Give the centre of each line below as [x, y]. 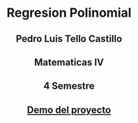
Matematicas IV [69, 62]
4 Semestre [69, 86]
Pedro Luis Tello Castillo [69, 39]
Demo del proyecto [69, 110]
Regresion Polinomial [69, 13]
